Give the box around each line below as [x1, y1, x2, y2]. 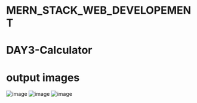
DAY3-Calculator [6, 43, 93, 57]
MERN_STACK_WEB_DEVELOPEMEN [6, 4, 192, 17]
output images [6, 71, 80, 84]
